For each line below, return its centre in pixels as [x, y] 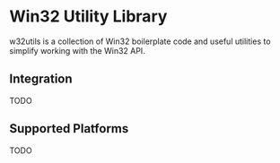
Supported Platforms [69, 129]
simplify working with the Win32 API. [77, 50]
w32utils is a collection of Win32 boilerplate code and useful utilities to [140, 41]
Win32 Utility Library [88, 17]
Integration [41, 79]
